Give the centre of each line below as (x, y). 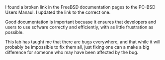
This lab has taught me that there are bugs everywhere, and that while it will (83, 42)
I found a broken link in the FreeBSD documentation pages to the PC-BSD (80, 7)
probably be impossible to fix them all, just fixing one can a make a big (77, 47)
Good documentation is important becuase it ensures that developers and (81, 22)
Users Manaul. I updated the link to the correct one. (58, 12)
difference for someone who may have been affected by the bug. (72, 52)
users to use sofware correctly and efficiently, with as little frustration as (79, 27)
